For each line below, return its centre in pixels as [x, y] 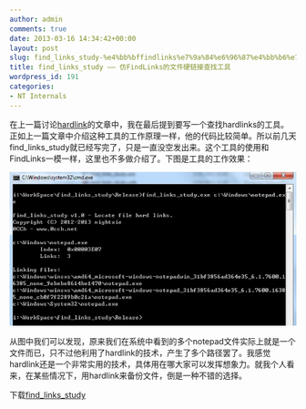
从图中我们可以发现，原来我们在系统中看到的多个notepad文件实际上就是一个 [153, 341]
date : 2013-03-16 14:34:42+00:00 [73, 38]
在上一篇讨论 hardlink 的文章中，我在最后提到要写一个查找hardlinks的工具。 [149, 124]
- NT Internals [38, 96]
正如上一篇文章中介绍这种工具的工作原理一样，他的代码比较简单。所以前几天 [153, 136]
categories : [32, 87]
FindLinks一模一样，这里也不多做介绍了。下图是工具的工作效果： [131, 158]
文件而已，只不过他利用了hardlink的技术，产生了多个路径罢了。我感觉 [140, 353]
